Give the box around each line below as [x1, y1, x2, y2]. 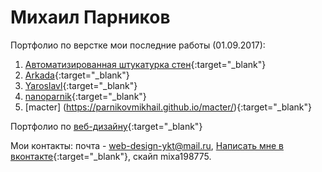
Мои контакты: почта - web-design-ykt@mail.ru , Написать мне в [10, 139, 285, 151]
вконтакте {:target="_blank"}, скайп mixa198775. [10, 150, 212, 162]
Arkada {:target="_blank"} [24, 69, 130, 81]
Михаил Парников [10, 6, 171, 29]
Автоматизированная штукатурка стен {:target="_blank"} [24, 58, 267, 70]
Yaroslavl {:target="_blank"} [24, 79, 138, 91]
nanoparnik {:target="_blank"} [24, 90, 147, 102]
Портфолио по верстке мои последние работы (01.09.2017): [10, 39, 266, 51]
